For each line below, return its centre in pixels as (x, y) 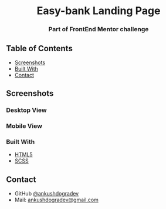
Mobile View (24, 126)
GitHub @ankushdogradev (47, 194)
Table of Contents (40, 48)
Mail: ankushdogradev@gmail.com (56, 200)
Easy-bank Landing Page (99, 11)
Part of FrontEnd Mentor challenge (99, 29)
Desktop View (26, 110)
